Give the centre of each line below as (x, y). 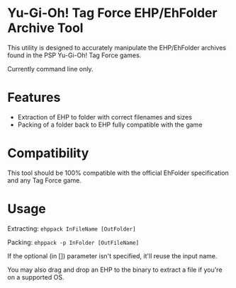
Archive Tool (45, 28)
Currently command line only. (50, 69)
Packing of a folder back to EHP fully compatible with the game (110, 125)
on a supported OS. (36, 277)
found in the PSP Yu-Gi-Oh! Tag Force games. (74, 55)
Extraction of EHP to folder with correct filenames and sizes (105, 117)
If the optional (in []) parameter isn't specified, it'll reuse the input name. (112, 255)
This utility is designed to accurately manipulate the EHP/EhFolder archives (117, 47)
